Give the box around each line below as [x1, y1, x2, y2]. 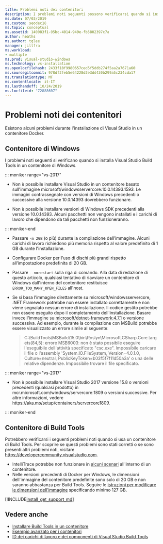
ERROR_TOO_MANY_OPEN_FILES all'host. [12, 285, 84, 291]
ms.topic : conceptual [5, 25, 49, 30]
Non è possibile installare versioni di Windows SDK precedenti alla [12, 206, 145, 212]
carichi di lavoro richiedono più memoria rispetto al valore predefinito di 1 [12, 241, 158, 247]
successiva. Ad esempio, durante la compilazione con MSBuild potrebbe [12, 320, 157, 326]
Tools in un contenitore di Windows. [5, 163, 77, 168]
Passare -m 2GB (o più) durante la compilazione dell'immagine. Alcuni [12, 235, 150, 241]
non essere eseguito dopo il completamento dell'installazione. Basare [12, 310, 151, 316]
